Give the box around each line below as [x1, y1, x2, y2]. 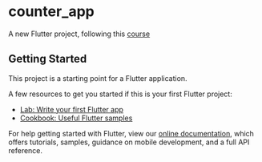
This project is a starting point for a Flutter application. [8, 73, 187, 83]
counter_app [8, 2, 95, 21]
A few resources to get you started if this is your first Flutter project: [8, 89, 232, 99]
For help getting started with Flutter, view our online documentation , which [8, 128, 255, 138]
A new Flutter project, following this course [8, 29, 151, 38]
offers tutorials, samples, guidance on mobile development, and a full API [8, 137, 250, 147]
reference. [8, 145, 42, 155]
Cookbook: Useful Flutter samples [19, 113, 133, 123]
